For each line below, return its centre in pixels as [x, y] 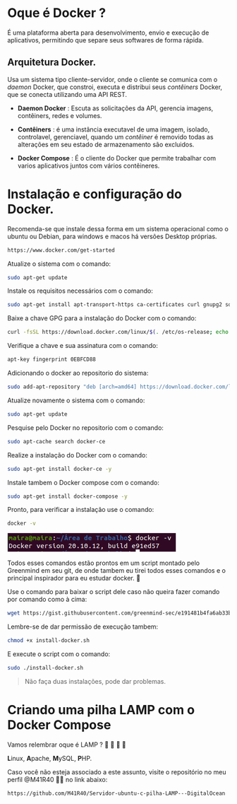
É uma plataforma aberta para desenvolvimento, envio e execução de [108, 33]
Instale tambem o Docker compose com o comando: [84, 482]
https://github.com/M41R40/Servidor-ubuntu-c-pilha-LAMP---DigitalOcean [116, 793]
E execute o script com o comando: [59, 654]
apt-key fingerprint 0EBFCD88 [52, 360]
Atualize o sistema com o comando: [59, 264]
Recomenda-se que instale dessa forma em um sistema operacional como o [118, 228]
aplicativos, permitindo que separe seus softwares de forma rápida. [105, 40]
